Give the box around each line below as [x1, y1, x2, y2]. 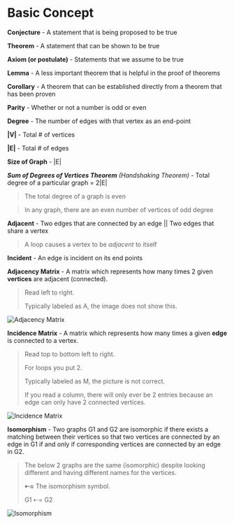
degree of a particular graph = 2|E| [7, 178, 108, 187]
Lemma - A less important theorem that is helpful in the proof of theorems [7, 69, 221, 77]
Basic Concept [7, 5, 94, 21]
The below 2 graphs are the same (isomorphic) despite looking [24, 460, 206, 469]
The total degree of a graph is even [24, 192, 126, 200]
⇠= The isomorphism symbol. [24, 481, 110, 490]
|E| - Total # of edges [7, 143, 69, 152]
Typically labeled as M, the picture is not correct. [24, 376, 166, 385]
